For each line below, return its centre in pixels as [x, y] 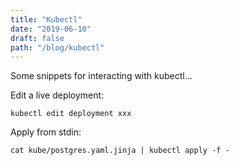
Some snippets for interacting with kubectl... [101, 76]
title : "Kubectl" [46, 19]
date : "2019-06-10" [51, 29]
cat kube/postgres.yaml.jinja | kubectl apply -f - [120, 151]
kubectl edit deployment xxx [71, 114]
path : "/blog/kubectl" [57, 47]
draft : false [37, 38]
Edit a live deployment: [57, 95]
